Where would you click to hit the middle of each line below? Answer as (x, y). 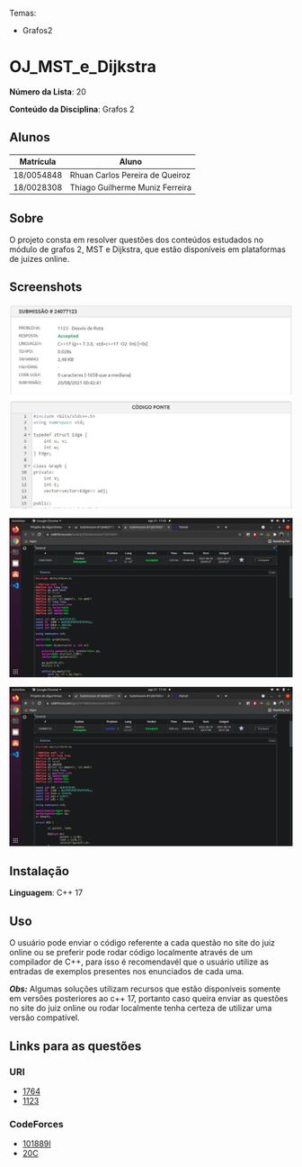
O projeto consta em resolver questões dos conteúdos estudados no (136, 240)
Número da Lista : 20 (48, 91)
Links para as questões (75, 1046)
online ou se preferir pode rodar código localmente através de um (131, 953)
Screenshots (46, 287)
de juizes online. (40, 259)
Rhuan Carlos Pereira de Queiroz (130, 175)
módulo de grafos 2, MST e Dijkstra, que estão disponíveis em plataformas (147, 249)
